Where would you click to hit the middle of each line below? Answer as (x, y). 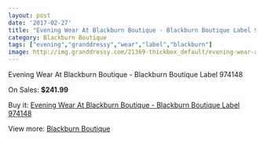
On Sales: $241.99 (38, 90)
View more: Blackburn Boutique (59, 128)
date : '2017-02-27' (40, 23)
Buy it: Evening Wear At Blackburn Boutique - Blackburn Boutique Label (124, 105)
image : (19, 52)
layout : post (29, 15)
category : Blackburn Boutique (58, 37)
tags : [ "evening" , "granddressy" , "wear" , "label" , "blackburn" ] (110, 45)
